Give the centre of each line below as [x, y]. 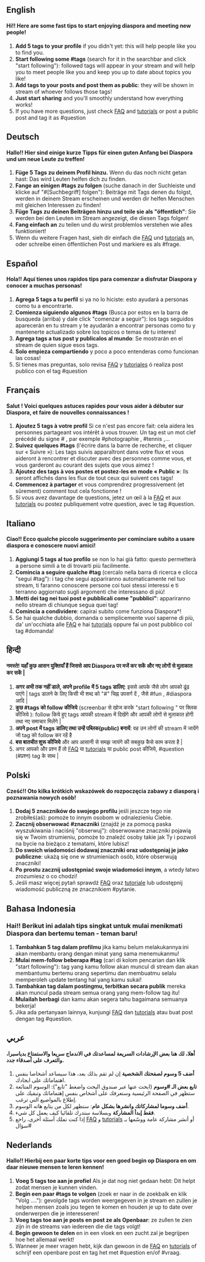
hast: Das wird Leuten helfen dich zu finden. [71, 179]
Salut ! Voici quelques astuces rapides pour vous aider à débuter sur [95, 406]
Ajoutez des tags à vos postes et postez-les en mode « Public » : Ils [102, 472]
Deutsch [23, 136]
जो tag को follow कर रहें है [43, 735]
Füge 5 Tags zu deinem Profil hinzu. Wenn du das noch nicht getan [101, 173]
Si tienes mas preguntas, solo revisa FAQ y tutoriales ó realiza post [99, 364]
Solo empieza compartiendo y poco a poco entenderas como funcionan [107, 351]
